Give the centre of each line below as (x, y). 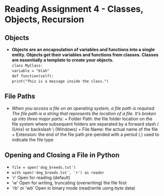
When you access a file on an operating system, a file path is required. (83, 108)
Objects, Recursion (44, 19)
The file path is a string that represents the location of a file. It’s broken (84, 113)
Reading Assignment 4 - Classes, (74, 9)
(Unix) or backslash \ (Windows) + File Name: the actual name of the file (85, 129)
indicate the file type (32, 139)
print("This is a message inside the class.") (60, 81)
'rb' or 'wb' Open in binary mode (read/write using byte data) (73, 188)
